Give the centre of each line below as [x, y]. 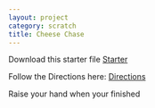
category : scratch [42, 26]
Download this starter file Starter [68, 60]
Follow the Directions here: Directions [77, 77]
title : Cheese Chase [47, 34]
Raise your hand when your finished [74, 94]
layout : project [38, 17]
